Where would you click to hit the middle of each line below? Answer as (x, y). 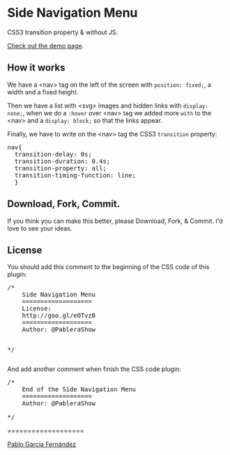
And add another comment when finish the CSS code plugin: (94, 369)
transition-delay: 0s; (53, 154)
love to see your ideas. (40, 228)
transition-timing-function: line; (75, 175)
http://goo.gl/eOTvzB (59, 316)
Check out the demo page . (46, 45)
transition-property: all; (60, 168)
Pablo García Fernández (42, 445)
